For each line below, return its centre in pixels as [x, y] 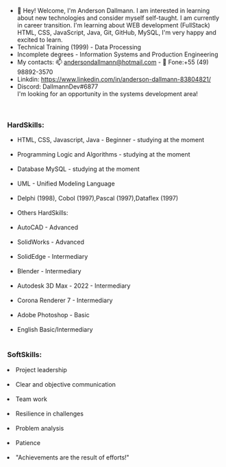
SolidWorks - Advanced [50, 242]
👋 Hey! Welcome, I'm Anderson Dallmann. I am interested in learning [113, 11]
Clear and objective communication [66, 384]
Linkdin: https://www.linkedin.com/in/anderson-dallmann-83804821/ [114, 79]
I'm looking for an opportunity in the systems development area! [108, 94]
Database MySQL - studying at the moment [78, 169]
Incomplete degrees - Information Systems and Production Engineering [117, 54]
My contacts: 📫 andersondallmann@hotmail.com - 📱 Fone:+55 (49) [113, 62]
